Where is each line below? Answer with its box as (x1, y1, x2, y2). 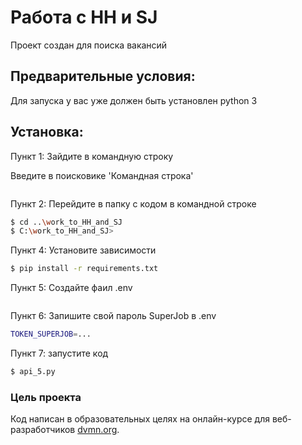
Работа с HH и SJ (10, 6, 158, 29)
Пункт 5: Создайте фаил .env (10, 282, 133, 294)
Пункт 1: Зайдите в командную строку (10, 150, 174, 162)
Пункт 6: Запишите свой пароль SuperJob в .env (10, 310, 217, 322)
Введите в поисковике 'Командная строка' (10, 169, 194, 181)
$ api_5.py (10, 367, 56, 377)
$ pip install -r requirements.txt (10, 264, 159, 274)
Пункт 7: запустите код (10, 347, 109, 360)
